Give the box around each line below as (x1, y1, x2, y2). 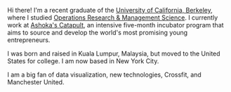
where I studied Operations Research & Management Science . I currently (7, 13, 218, 22)
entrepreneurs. (7, 36, 51, 44)
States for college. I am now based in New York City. (7, 57, 159, 65)
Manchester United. (7, 78, 65, 86)
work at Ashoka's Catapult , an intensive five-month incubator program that (7, 21, 224, 29)
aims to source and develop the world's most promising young (7, 28, 188, 37)
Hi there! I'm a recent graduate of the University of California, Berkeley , (7, 6, 213, 14)
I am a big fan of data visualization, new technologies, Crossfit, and (7, 70, 202, 79)
